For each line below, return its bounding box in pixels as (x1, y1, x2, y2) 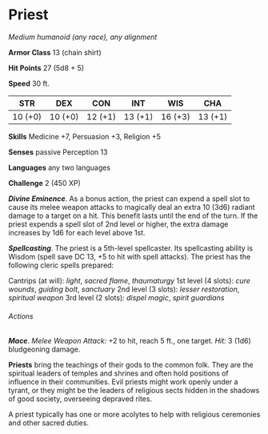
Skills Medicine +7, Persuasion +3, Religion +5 (8, 131, 162, 141)
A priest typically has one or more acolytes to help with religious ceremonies (8, 410, 261, 420)
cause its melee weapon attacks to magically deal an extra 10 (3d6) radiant (8, 202, 255, 211)
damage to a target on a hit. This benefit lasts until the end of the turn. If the (8, 211, 258, 220)
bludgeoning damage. (8, 344, 81, 354)
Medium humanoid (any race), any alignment (8, 32, 158, 42)
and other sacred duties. (8, 418, 90, 428)
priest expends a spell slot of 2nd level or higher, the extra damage (8, 219, 229, 229)
